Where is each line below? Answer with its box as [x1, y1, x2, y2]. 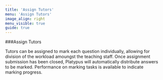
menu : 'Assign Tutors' [5, 12, 52, 17]
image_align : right [5, 16, 45, 21]
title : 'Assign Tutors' [5, 7, 54, 12]
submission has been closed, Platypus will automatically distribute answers [5, 59, 159, 65]
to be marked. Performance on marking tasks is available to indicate [5, 64, 144, 70]
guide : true [5, 26, 30, 30]
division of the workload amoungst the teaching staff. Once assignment [5, 53, 151, 59]
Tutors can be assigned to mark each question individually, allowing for [5, 49, 150, 54]
